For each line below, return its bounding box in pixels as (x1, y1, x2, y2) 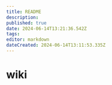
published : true (6, 20, 47, 26)
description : (6, 14, 39, 20)
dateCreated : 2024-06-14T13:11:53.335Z (6, 42, 106, 48)
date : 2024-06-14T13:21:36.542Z (6, 25, 87, 32)
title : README (6, 8, 42, 15)
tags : (6, 31, 20, 37)
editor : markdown (6, 37, 50, 42)
